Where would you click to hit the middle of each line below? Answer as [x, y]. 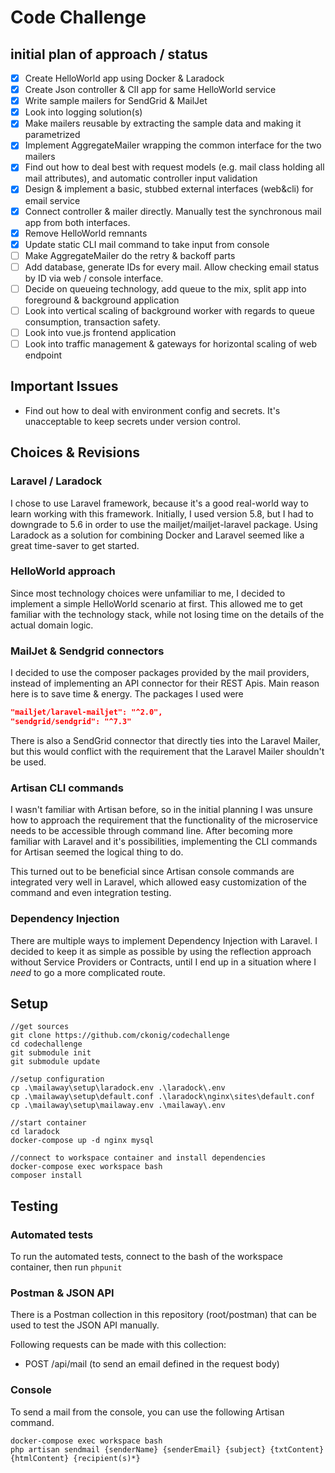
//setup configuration [57, 1079]
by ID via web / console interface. [94, 278]
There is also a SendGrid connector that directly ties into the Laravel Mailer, [165, 740]
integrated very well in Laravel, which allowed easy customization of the [158, 882]
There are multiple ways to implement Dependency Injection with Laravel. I [164, 940]
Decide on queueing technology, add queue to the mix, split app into [165, 288]
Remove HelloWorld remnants [86, 233]
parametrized [52, 135]
